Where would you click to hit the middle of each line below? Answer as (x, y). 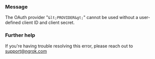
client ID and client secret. (48, 22)
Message (16, 7)
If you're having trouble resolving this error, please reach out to (69, 46)
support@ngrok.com (26, 51)
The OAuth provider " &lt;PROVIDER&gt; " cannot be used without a (72, 18)
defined (13, 22)
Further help (20, 35)
